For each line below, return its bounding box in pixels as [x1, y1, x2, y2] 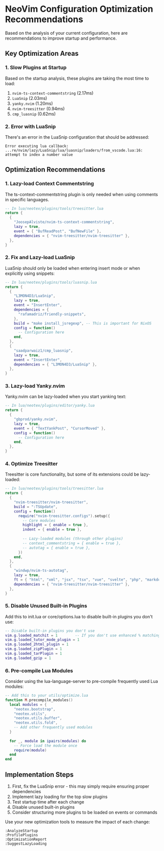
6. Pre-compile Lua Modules [5, 667, 73, 674]
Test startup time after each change [12, 799, 84, 805]
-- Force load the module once [14, 743, 78, 748]
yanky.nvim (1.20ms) [12, 100, 53, 106]
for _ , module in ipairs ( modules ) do [9, 738, 86, 743]
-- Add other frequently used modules [14, 725, 93, 730]
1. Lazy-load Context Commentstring [5, 180, 94, 187]
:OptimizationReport [5, 837, 47, 842]
